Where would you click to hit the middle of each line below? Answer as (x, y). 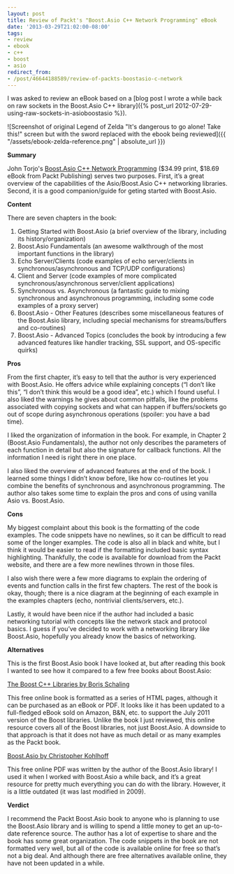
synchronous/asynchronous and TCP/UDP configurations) (101, 269)
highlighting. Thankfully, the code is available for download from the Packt (114, 557)
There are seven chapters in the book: (62, 218)
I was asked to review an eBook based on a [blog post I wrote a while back (115, 98)
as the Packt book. (34, 742)
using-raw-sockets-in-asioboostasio (60, 113)
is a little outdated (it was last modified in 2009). (76, 792)
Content (19, 205)
